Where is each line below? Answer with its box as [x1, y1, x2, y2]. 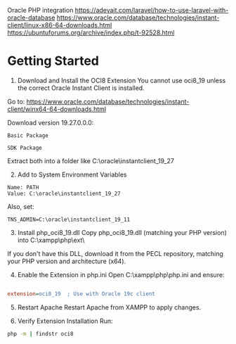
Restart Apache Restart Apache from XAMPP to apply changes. [17, 302, 202, 312]
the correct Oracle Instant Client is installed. [17, 84, 145, 92]
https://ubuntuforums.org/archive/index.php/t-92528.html [7, 28, 175, 37]
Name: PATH [7, 184, 39, 191]
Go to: [7, 97, 25, 106]
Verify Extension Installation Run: [17, 317, 114, 325]
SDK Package [7, 144, 42, 151]
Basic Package [7, 132, 49, 139]
